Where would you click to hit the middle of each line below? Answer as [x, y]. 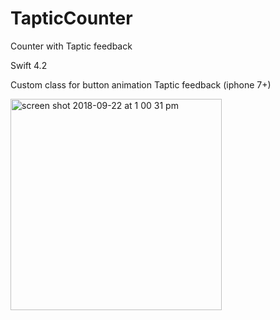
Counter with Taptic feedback [71, 46]
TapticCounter [71, 18]
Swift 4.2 [29, 65]
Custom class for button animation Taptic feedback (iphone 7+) [141, 84]
